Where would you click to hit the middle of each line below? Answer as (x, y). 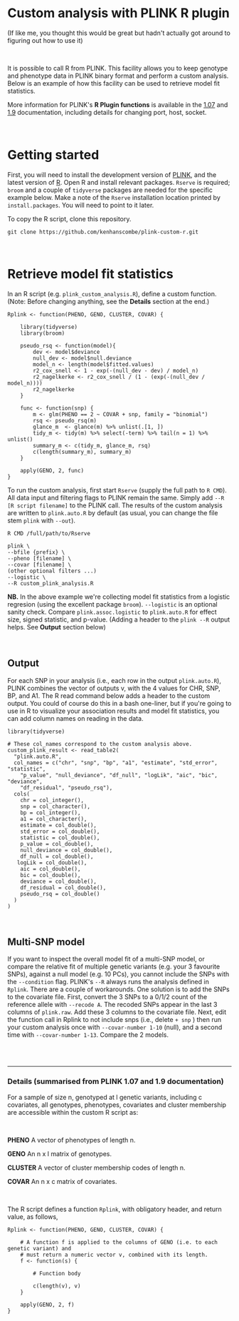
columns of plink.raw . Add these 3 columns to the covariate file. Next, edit (117, 1012)
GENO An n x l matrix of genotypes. (60, 1153)
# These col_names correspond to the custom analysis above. (100, 744)
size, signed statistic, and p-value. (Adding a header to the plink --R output (119, 619)
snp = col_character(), (55, 806)
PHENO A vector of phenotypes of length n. (71, 1140)
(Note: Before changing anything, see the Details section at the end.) (108, 301)
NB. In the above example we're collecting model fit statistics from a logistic (119, 597)
